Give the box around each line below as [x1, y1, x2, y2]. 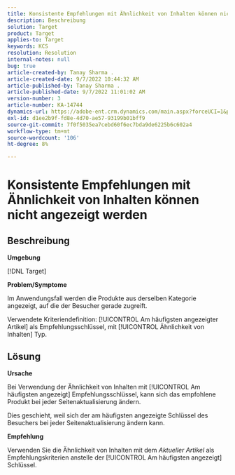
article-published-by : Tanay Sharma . [7, 82, 120, 89]
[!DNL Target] [7, 267, 47, 276]
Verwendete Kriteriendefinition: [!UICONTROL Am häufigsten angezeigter [7, 315, 219, 323]
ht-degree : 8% [7, 141, 49, 148]
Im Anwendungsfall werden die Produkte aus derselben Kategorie [7, 294, 197, 302]
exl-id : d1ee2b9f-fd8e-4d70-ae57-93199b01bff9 [7, 114, 145, 121]
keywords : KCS [7, 43, 49, 50]
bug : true [7, 62, 36, 69]
